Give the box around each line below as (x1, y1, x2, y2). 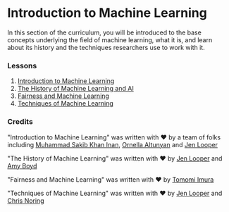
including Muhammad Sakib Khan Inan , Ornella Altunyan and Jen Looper (7, 140, 218, 149)
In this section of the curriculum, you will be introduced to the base (7, 28, 202, 37)
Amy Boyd (7, 161, 37, 170)
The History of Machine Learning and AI (17, 85, 134, 93)
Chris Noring (7, 196, 44, 205)
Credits (7, 117, 33, 127)
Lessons (7, 61, 37, 70)
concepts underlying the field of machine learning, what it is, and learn (7, 35, 213, 44)
